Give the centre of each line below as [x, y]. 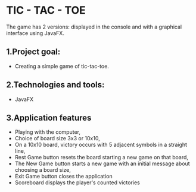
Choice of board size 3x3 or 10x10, [57, 139]
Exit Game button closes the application [63, 177]
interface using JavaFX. [35, 33]
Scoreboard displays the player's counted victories [77, 182]
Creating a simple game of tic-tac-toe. [62, 66]
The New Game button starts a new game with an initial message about [102, 163]
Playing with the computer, [47, 132]
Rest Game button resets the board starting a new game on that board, [102, 158]
